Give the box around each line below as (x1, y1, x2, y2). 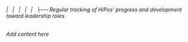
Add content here (6, 31, 50, 38)
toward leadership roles (6, 12, 64, 19)
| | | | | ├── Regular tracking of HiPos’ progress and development (6, 6, 182, 13)
